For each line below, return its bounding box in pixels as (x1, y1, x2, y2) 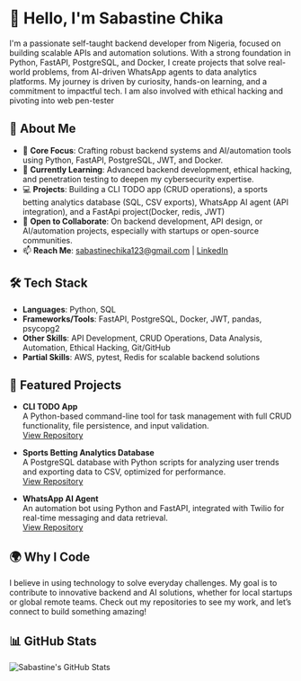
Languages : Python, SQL (22, 304, 117, 314)
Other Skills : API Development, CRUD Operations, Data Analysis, (22, 332, 262, 343)
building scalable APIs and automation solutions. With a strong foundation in (9, 47, 291, 57)
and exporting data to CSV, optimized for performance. (22, 466, 226, 477)
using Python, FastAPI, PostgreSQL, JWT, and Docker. (22, 155, 224, 165)
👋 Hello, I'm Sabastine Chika (9, 8, 224, 29)
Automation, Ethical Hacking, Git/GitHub (22, 341, 171, 353)
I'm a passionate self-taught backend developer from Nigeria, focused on (9, 38, 281, 49)
